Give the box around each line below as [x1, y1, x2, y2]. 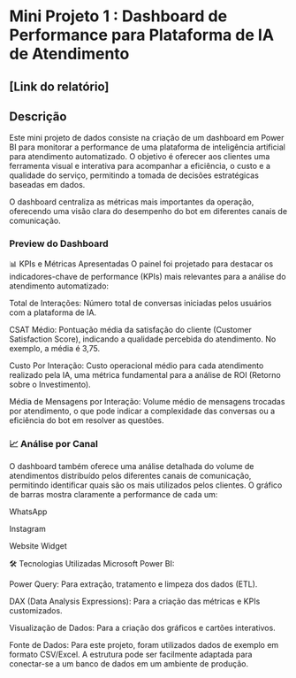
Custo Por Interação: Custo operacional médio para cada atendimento [9, 360, 264, 371]
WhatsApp [9, 506, 48, 517]
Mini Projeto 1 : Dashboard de [9, 6, 228, 27]
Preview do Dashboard [9, 237, 109, 250]
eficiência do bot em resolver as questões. [9, 414, 164, 426]
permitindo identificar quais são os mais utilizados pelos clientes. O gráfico [9, 480, 283, 490]
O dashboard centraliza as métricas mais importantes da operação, [9, 196, 254, 207]
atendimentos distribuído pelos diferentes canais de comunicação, [9, 470, 252, 481]
